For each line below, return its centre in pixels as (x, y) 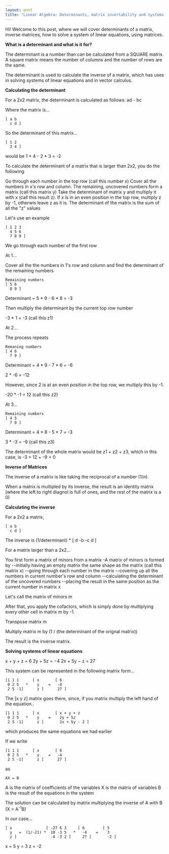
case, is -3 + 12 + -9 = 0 (30, 457)
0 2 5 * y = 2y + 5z (41, 718)
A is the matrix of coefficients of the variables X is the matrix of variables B (83, 788)
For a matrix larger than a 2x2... (38, 550)
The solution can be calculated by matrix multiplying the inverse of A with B (84, 803)
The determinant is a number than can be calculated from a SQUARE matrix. (85, 54)
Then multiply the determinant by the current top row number (69, 308)
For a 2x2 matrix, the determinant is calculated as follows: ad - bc (74, 100)
